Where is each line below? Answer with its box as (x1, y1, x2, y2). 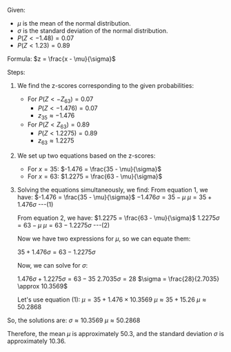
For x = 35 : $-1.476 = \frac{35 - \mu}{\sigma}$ (27, 165, 162, 174)
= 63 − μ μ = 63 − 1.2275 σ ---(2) (17, 221, 110, 230)
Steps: (7, 68, 26, 76)
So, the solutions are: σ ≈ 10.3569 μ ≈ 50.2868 (7, 316, 141, 324)
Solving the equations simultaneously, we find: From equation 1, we (17, 186, 208, 194)
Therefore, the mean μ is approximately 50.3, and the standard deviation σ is (7, 330, 224, 338)
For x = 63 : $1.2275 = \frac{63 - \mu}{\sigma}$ (27, 172, 163, 180)
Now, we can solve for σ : (17, 261, 88, 270)
